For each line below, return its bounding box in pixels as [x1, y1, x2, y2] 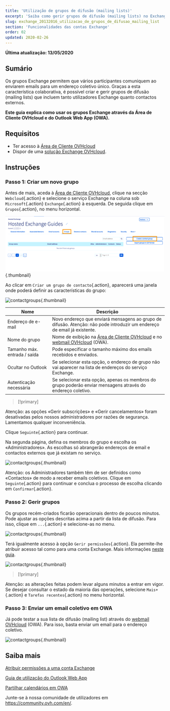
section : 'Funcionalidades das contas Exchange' [5, 24, 110, 29]
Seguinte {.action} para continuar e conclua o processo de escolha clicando [5, 481, 162, 487]
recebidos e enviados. [52, 351, 99, 358]
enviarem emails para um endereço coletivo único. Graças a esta [5, 83, 141, 89]
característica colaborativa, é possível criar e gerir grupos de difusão [5, 88, 149, 95]
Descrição [96, 308, 119, 315]
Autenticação [7, 379, 35, 386]
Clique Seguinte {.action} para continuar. [5, 429, 89, 435]
